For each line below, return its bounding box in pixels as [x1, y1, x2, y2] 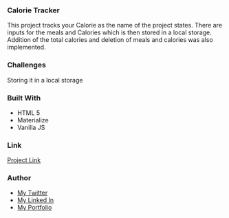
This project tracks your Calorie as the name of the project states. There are [7, 21, 222, 30]
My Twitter [17, 188, 48, 197]
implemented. [7, 43, 46, 52]
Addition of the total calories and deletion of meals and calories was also [7, 36, 213, 44]
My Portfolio [17, 204, 52, 212]
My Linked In [17, 196, 54, 204]
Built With [7, 93, 41, 102]
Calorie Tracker [7, 6, 60, 15]
